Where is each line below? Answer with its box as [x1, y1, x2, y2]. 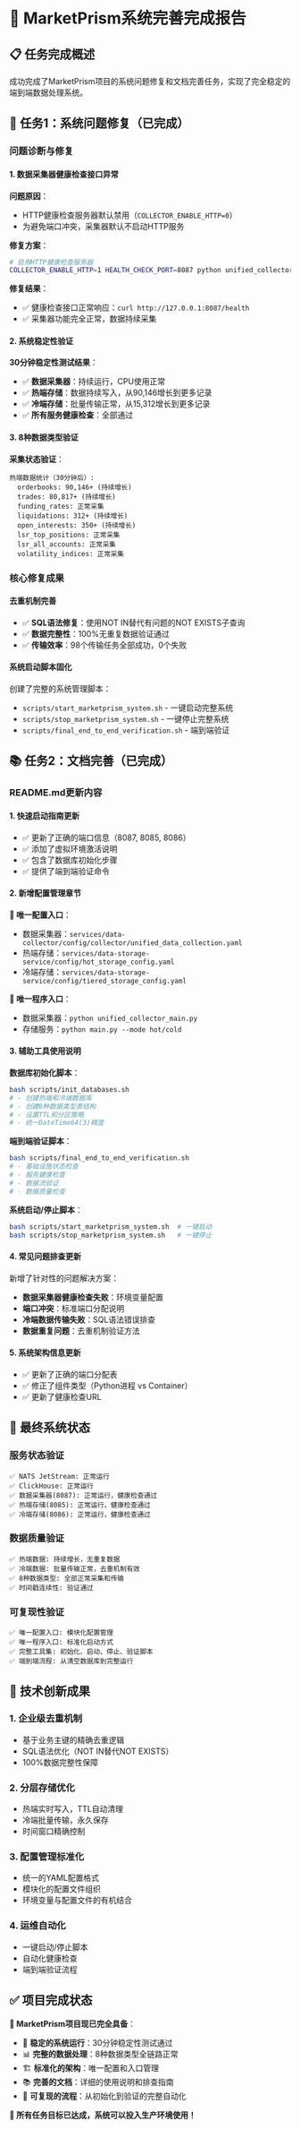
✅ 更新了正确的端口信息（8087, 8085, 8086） [21, 832, 191, 843]
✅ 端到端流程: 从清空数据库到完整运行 [9, 1657, 134, 1666]
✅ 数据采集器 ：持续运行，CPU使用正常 [21, 376, 166, 387]
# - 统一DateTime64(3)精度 [9, 1119, 104, 1128]
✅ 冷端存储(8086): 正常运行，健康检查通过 [9, 1510, 151, 1519]
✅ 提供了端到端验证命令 [21, 865, 110, 876]
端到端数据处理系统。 [9, 87, 87, 98]
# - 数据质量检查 [9, 1187, 65, 1196]
